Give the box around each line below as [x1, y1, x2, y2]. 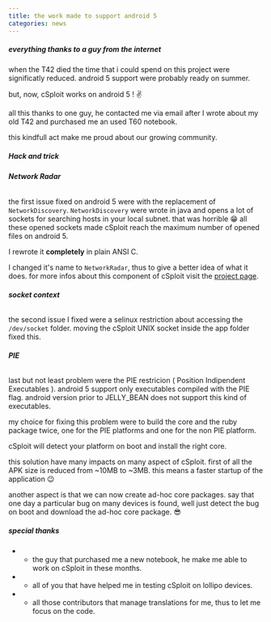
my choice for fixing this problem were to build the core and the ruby [8, 417, 237, 427]
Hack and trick [8, 151, 59, 161]
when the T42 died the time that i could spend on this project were [8, 65, 231, 75]
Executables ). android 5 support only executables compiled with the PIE [8, 384, 250, 394]
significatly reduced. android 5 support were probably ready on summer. [8, 74, 251, 83]
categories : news [8, 19, 67, 28]
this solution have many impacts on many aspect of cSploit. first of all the [8, 457, 252, 466]
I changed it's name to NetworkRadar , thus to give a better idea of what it [8, 262, 248, 272]
